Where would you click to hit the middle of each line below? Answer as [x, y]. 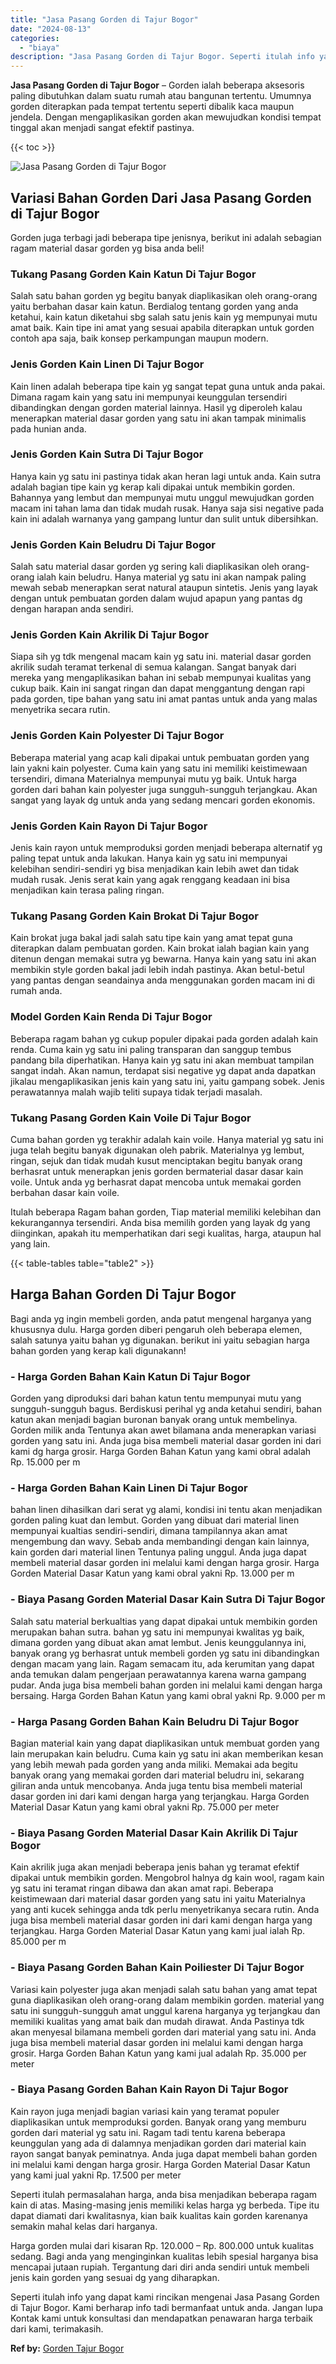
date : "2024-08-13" [51, 29]
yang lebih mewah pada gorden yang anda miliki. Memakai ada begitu [154, 1764]
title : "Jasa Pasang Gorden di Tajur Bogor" [104, 19]
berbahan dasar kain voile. [65, 1192]
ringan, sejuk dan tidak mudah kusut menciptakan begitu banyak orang [156, 1160]
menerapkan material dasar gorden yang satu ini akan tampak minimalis [158, 418]
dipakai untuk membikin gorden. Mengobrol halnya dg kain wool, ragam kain [167, 1878]
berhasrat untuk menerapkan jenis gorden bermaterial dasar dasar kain [157, 1171]
